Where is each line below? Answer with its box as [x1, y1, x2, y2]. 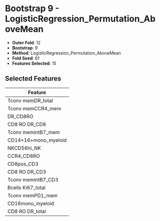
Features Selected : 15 [12, 60, 57, 66]
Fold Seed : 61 [12, 55, 40, 61]
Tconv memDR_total [7, 97, 53, 104]
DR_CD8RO [7, 113, 33, 120]
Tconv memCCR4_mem [7, 105, 62, 112]
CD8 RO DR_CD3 [7, 168, 46, 175]
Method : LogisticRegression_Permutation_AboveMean [12, 50, 121, 56]
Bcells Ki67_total [7, 184, 46, 191]
